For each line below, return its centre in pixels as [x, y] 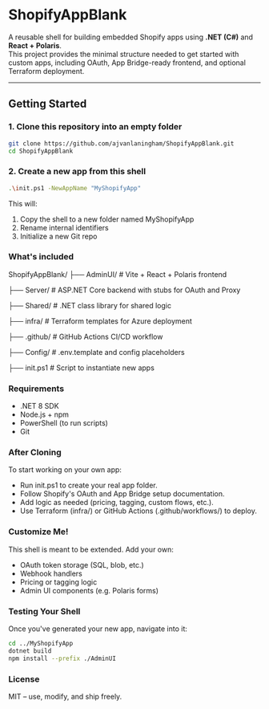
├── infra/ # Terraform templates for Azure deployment [100, 321]
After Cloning [35, 453]
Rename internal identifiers [64, 227]
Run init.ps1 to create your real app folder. [88, 485]
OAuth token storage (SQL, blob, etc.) [82, 564]
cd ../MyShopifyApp [41, 644]
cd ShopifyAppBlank [41, 151]
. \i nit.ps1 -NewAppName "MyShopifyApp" [75, 188]
